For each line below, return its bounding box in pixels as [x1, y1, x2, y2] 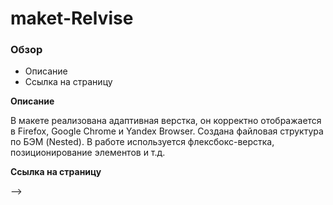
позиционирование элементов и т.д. [10, 147, 166, 159]
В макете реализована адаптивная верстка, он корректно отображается [10, 115, 322, 127]
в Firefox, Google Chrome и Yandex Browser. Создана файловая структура [10, 125, 324, 137]
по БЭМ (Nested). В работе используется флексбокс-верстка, [10, 136, 275, 148]
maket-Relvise [10, 7, 134, 30]
